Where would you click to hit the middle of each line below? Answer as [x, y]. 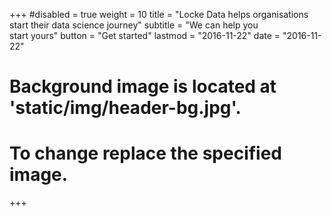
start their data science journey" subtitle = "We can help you [134, 25]
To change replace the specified [146, 153]
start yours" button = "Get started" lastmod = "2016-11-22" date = [145, 35]
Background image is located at [143, 86]
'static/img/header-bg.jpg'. [125, 108]
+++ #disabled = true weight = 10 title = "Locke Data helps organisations [159, 14]
